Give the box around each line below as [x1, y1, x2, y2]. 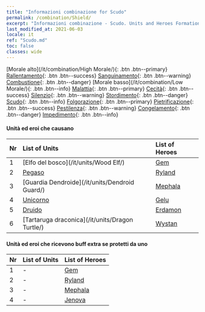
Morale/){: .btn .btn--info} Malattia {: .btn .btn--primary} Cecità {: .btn [6, 85, 178, 92]
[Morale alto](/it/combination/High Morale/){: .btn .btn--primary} [6, 65, 168, 73]
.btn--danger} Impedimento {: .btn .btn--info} [6, 111, 119, 118]
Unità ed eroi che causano [6, 125, 74, 132]
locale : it [6, 32, 34, 38]
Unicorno [22, 195, 50, 204]
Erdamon [155, 205, 182, 214]
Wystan [155, 219, 178, 228]
